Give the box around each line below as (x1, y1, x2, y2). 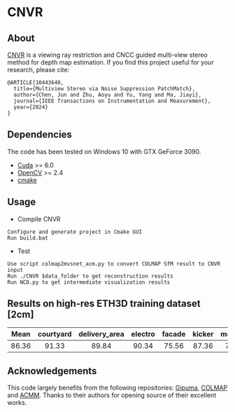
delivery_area (78, 329, 124, 339)
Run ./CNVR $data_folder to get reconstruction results (7, 273, 173, 280)
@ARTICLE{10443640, (7, 79, 64, 86)
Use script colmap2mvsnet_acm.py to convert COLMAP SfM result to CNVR (7, 260, 220, 267)
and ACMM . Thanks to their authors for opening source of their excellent (7, 391, 217, 399)
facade (162, 329, 186, 339)
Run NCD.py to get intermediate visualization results (7, 278, 171, 286)
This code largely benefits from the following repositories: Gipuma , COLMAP (7, 383, 228, 392)
